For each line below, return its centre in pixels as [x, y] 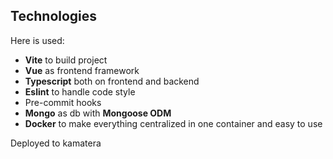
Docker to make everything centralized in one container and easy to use [173, 123]
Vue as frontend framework [82, 70]
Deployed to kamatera [56, 143]
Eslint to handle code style [80, 91]
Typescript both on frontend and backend [112, 81]
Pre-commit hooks [63, 102]
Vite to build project [66, 60]
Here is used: [37, 40]
